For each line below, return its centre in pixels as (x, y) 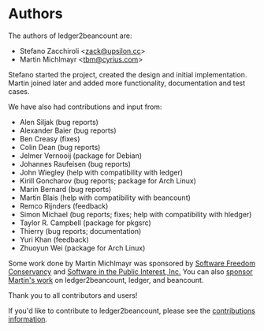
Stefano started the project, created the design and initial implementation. (128, 74)
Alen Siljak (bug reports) (59, 122)
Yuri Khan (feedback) (54, 239)
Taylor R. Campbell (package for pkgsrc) (85, 223)
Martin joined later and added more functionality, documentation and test (127, 83)
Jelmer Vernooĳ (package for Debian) (81, 156)
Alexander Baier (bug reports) (68, 130)
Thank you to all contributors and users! (73, 295)
